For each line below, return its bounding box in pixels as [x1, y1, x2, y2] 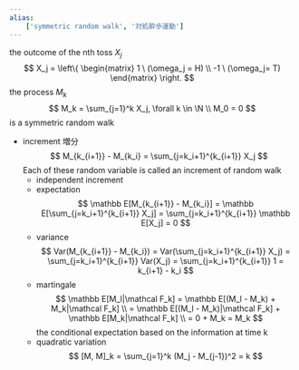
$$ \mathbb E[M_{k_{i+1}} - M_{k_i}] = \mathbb [77, 199, 255, 209]
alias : [9, 13, 34, 23]
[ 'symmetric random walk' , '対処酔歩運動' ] [25, 22, 184, 31]
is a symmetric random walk [9, 117, 115, 128]
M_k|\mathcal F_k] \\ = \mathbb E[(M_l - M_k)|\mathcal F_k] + [51, 303, 281, 314]
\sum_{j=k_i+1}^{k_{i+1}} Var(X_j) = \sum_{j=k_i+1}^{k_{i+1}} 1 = [47, 256, 285, 267]
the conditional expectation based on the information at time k [35, 327, 268, 338]
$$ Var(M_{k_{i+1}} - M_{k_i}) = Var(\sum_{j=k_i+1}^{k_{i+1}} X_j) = [40, 246, 291, 257]
